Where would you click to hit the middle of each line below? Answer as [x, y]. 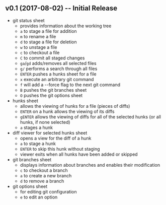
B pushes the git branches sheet [53, 90]
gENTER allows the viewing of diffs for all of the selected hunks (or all [90, 117]
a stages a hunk [36, 127]
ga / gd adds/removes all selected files [58, 63]
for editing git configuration [48, 191]
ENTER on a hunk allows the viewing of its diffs [67, 111]
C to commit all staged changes [52, 58]
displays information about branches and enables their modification [90, 165]
